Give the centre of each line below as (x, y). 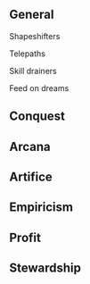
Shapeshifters (35, 36)
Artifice (31, 176)
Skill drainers (33, 71)
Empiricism (41, 208)
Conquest (37, 117)
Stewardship (45, 268)
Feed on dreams (39, 88)
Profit (25, 237)
